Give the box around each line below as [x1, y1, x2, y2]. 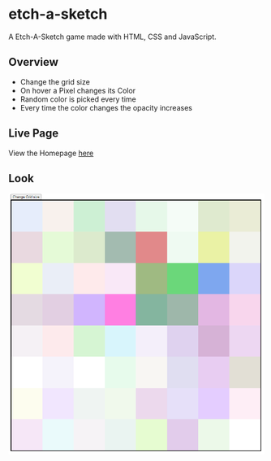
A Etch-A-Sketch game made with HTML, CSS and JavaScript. [8, 32, 217, 41]
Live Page [8, 127, 59, 141]
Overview [8, 55, 59, 69]
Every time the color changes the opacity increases [19, 102, 193, 112]
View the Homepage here [8, 148, 94, 158]
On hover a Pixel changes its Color [19, 85, 136, 95]
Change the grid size [19, 76, 91, 86]
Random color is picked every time [19, 94, 136, 104]
